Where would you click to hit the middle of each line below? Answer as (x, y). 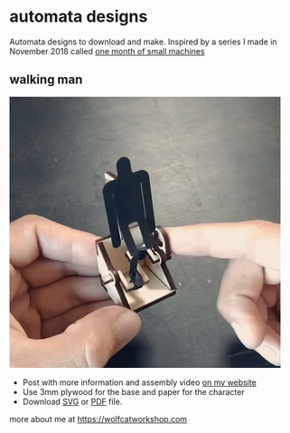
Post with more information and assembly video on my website (140, 382)
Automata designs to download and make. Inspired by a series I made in (143, 42)
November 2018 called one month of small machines (107, 51)
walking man (46, 80)
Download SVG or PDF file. (72, 401)
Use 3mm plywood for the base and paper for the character (134, 391)
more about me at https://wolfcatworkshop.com (98, 419)
